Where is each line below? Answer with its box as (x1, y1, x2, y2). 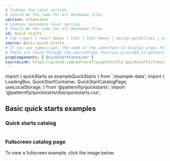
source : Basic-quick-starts (5, 41, 65, 46)
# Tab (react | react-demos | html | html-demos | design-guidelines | (5, 36, 159, 41)
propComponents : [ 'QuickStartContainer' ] (5, 54, 94, 60)
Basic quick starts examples (5, 104, 96, 113)
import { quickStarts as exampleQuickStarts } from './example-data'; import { (5, 73, 165, 79)
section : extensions (5, 17, 49, 22)
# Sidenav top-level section (5, 7, 67, 13)
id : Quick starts (5, 31, 42, 36)
